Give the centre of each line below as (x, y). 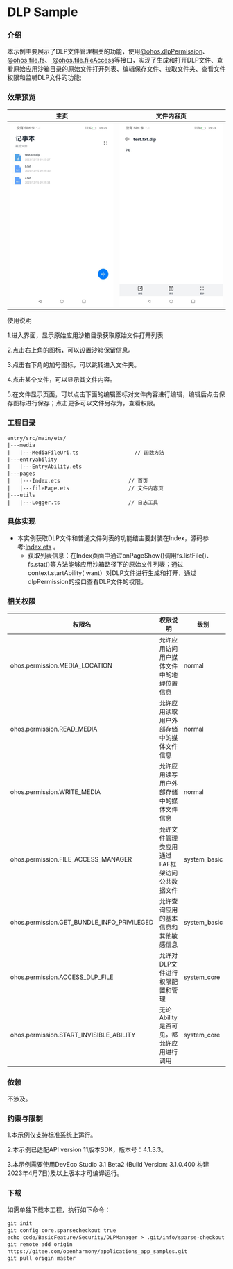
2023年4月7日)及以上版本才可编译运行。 (65, 1173)
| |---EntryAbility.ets (44, 467)
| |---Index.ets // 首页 (78, 481)
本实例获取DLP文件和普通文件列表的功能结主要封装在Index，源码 (110, 538)
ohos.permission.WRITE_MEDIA (55, 792)
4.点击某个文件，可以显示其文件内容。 (62, 380)
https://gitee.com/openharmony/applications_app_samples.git (97, 1251)
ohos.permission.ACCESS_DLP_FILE (62, 977)
